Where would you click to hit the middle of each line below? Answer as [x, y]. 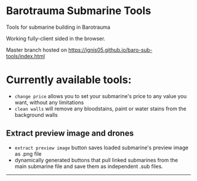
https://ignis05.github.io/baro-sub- [110, 50]
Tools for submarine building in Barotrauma [58, 27]
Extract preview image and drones [70, 133]
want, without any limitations [49, 102]
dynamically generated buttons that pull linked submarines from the [96, 160]
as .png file [28, 153]
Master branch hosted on [37, 50]
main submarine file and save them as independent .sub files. [89, 166]
